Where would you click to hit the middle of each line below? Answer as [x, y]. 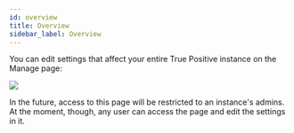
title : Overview [39, 26]
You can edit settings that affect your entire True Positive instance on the [143, 59]
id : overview [33, 17]
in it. [17, 121]
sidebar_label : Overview [55, 34]
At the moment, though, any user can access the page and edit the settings [147, 112]
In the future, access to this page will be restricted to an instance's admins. [147, 102]
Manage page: [36, 68]
